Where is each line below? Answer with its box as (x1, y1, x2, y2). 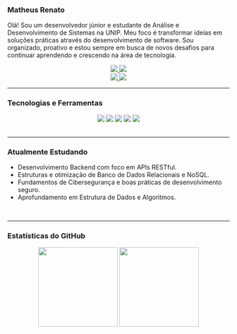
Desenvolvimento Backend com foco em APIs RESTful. (17, 162, 177, 171)
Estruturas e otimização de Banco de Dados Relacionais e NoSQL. (17, 170, 209, 179)
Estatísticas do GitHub (7, 231, 86, 241)
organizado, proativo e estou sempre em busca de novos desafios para (7, 44, 215, 52)
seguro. (17, 185, 40, 193)
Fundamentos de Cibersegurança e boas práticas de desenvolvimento (17, 178, 222, 186)
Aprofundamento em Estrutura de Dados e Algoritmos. (17, 193, 176, 201)
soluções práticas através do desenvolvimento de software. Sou (7, 36, 194, 44)
